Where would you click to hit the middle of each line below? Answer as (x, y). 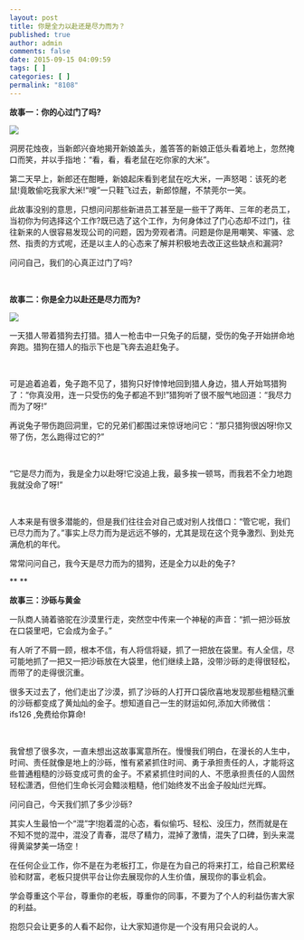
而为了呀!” (28, 406)
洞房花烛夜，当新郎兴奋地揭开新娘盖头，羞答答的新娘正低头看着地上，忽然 (148, 148)
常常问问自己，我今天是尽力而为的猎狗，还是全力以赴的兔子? (123, 563)
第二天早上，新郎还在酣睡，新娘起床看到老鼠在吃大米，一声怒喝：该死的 (144, 178)
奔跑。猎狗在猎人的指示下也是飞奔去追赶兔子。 (96, 347)
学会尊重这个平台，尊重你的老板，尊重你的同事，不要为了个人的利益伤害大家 (152, 896)
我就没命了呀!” (36, 484)
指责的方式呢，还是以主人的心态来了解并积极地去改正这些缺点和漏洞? (154, 243)
